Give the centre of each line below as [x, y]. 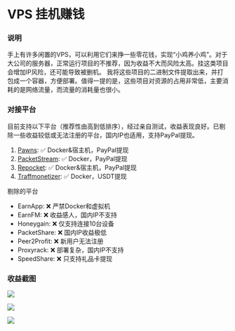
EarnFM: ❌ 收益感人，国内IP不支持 [67, 215]
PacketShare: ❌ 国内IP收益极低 [62, 232]
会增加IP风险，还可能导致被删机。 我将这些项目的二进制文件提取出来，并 [112, 72]
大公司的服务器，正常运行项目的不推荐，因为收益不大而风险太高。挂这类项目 [118, 63]
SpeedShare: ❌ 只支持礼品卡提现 [65, 258]
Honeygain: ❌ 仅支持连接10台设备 [66, 223]
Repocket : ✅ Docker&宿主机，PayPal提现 [77, 167]
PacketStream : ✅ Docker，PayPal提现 [72, 158]
